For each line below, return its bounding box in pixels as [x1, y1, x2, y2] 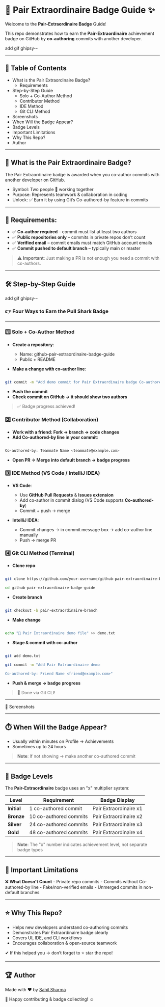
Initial [7, 805, 21, 812]
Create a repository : [12, 341, 54, 348]
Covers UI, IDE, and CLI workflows [12, 935, 82, 941]
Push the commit [12, 388, 48, 394]
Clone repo [12, 563, 36, 569]
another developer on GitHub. [5, 177, 65, 183]
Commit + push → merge [19, 508, 70, 514]
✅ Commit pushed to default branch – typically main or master [12, 245, 141, 251]
